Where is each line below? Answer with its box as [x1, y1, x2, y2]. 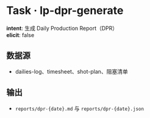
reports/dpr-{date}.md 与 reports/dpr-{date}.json [15, 105, 145, 112]
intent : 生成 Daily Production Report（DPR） [6, 24, 118, 32]
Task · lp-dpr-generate [6, 4, 124, 18]
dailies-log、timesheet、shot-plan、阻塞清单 [15, 68, 128, 75]
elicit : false [6, 31, 35, 38]
